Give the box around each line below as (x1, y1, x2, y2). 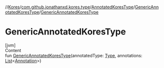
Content (5, 47, 21, 53)
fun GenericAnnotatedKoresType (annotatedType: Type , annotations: (5, 52, 143, 58)
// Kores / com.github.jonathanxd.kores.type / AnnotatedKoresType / (5, 4, 135, 10)
